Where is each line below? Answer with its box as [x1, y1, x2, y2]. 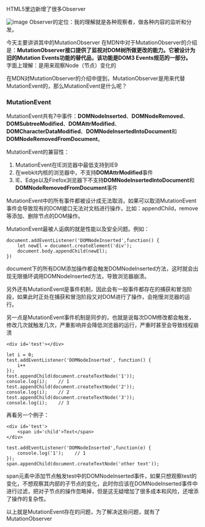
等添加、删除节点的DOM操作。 [6, 212, 84, 220]
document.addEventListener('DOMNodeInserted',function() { [6, 237, 160, 244]
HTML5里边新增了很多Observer [6, 5, 86, 12]
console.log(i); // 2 [6, 389, 70, 395]
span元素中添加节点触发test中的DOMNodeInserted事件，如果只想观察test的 [6, 472, 197, 480]
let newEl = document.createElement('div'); [17, 243, 132, 249]
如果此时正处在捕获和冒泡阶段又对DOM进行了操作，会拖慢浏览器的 [16, 293, 185, 301]
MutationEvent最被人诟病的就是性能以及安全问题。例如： [6, 225, 150, 233]
